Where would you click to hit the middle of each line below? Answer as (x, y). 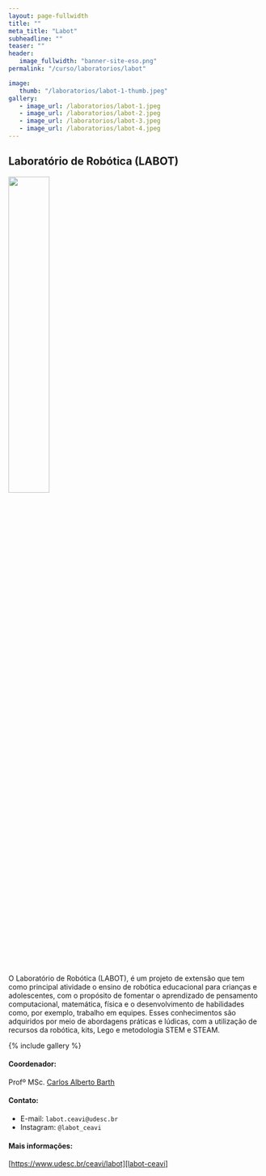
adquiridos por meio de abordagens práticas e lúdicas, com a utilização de (133, 1021)
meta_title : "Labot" (43, 31)
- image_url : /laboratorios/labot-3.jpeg (90, 121)
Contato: (23, 1101)
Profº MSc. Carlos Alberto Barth (61, 1082)
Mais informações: (40, 1146)
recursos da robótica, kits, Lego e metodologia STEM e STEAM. (114, 1029)
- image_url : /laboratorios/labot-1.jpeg (90, 106)
